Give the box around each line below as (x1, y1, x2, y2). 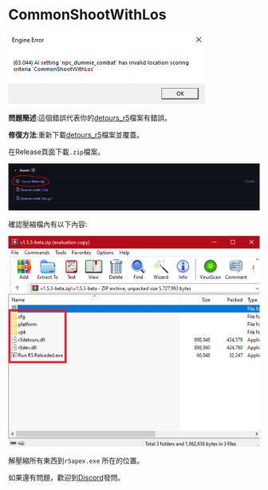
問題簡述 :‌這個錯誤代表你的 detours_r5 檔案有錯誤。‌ (8, 113, 171, 122)
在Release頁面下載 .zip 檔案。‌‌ (8, 146, 105, 157)
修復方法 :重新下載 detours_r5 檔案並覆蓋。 (8, 129, 144, 139)
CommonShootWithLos (8, 6, 167, 24)
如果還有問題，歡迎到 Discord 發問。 (8, 472, 125, 482)
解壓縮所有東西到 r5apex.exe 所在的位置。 (8, 456, 144, 465)
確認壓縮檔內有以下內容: (8, 220, 88, 229)
